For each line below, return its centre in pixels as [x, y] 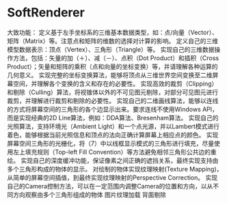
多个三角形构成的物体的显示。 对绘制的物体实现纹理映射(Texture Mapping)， [115, 169]
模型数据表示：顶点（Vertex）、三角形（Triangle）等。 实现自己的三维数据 [111, 49]
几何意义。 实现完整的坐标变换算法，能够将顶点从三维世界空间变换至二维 [110, 75]
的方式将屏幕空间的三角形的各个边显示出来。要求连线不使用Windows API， [113, 109]
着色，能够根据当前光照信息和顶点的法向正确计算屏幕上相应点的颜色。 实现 [113, 135]
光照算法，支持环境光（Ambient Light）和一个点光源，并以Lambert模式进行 [113, 126]
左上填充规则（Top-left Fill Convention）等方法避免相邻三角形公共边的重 [115, 152]
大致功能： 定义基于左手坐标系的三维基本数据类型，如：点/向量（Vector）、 [113, 32]
